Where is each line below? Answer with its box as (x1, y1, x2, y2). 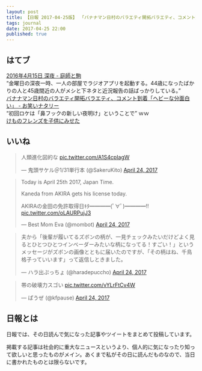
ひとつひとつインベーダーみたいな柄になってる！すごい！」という (31, 241, 194, 248)
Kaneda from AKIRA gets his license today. (20, 190, 127, 197)
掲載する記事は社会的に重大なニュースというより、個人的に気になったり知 (6, 343, 191, 351)
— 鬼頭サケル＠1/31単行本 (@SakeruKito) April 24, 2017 (20, 166, 158, 173)
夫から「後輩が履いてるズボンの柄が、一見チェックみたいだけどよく (20, 233, 190, 241)
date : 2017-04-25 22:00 (6, 25, 66, 32)
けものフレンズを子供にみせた (6, 117, 80, 124)
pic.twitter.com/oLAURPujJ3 (20, 209, 91, 216)
